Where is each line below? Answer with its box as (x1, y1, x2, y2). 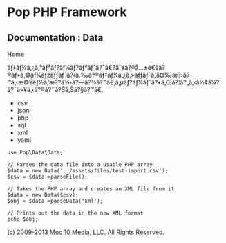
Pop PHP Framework (7, 4, 127, 20)
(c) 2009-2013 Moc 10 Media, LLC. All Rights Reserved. (7, 228, 164, 236)
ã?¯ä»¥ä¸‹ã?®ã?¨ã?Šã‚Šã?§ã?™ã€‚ (7, 86, 104, 93)
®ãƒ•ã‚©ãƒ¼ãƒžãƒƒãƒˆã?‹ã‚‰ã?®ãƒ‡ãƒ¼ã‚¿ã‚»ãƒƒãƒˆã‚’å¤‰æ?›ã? (7, 71, 190, 79)
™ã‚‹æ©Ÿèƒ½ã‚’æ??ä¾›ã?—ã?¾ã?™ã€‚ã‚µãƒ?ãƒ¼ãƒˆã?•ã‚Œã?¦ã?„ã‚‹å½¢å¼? (7, 78, 220, 87)
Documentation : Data (7, 32, 104, 44)
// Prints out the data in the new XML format (7, 210, 144, 217)
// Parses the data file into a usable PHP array (7, 161, 153, 168)
